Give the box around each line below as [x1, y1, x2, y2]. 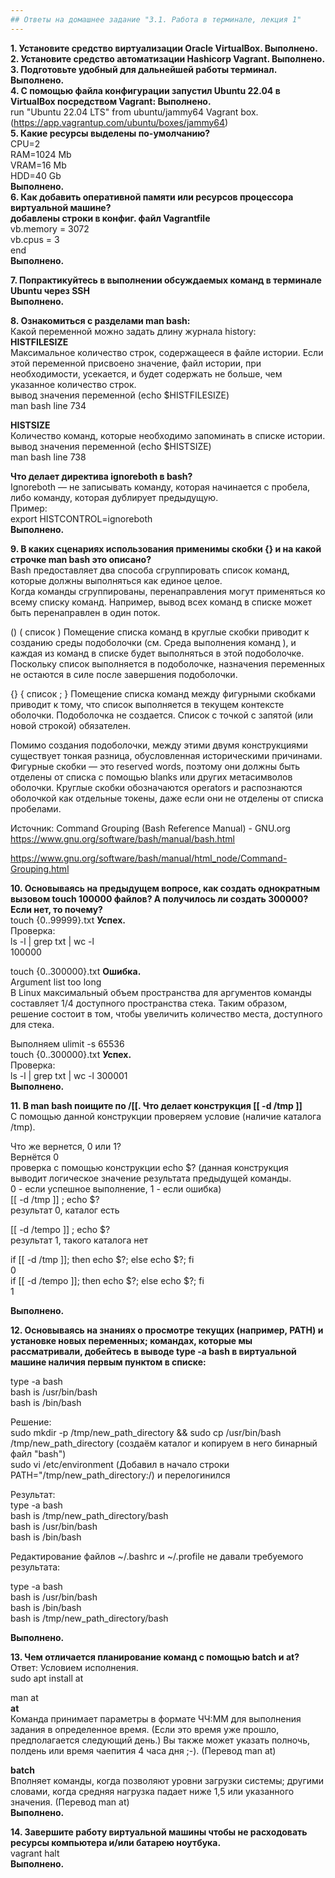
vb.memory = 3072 [10, 222, 90, 235]
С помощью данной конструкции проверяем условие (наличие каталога [10, 1110, 322, 1122]
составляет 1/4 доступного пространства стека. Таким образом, [10, 997, 288, 1009]
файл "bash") [10, 1447, 67, 1460]
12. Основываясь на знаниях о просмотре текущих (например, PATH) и [10, 1324, 324, 1336]
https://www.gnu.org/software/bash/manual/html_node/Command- [10, 852, 288, 864]
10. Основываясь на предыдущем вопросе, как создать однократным [10, 882, 321, 894]
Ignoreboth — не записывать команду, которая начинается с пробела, [10, 481, 311, 493]
